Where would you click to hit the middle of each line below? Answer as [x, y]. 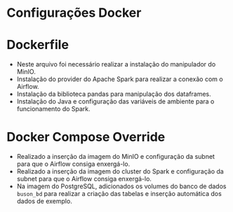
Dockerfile [38, 45]
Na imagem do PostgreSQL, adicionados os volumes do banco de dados [121, 186]
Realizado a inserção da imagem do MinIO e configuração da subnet [116, 157]
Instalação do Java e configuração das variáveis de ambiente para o [115, 101]
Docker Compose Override [86, 137]
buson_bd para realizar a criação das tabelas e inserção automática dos [119, 194]
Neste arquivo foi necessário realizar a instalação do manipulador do [116, 64]
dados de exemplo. [45, 202]
